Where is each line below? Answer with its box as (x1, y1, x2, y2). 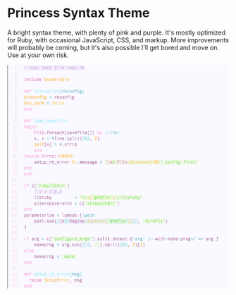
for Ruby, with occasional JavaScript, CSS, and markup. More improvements (7, 35, 229, 44)
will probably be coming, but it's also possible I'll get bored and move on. (7, 43, 220, 52)
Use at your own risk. (7, 51, 69, 59)
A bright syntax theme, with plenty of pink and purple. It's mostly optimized (7, 28, 226, 37)
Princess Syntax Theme (7, 5, 150, 21)
